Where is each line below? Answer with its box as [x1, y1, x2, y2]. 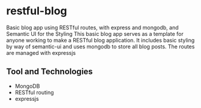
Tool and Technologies [6, 67, 93, 77]
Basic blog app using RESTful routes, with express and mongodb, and [6, 24, 179, 31]
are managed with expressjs [6, 49, 76, 56]
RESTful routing [14, 88, 54, 96]
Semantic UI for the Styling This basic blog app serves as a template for [6, 30, 184, 37]
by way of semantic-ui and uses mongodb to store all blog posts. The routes [6, 43, 195, 50]
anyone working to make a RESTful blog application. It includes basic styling [6, 36, 195, 44]
